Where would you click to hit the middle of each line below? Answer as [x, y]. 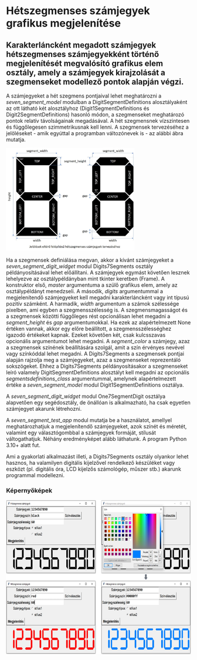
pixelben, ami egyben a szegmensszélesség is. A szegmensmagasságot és [97, 310]
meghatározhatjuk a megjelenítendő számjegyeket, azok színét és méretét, [96, 426]
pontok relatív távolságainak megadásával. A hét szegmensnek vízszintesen [98, 121]
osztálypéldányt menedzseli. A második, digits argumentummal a [84, 291]
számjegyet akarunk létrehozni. [44, 409]
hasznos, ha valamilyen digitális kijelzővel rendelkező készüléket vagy [91, 463]
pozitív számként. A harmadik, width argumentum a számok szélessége [93, 304]
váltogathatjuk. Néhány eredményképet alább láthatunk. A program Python [96, 439]
